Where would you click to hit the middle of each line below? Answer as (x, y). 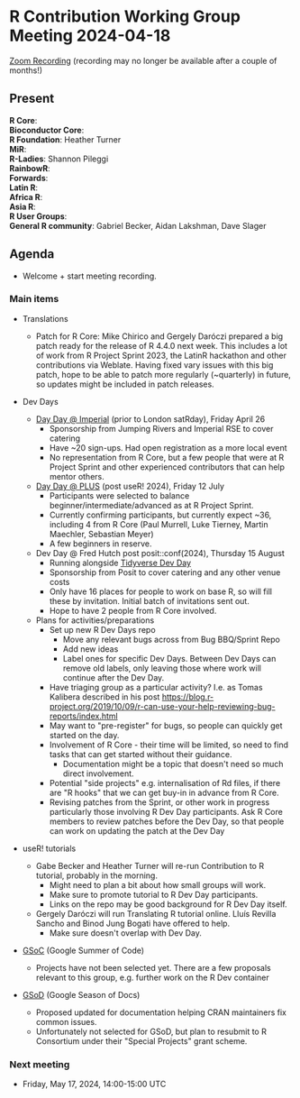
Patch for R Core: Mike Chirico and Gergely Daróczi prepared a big (159, 336)
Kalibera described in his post (105, 697)
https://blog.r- (188, 697)
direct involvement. (98, 773)
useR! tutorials (49, 848)
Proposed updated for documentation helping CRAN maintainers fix (161, 1012)
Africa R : (26, 197)
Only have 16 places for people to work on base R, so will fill (161, 591)
